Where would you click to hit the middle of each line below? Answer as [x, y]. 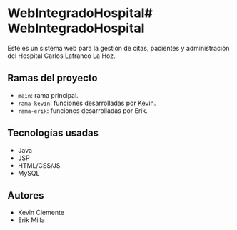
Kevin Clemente [41, 213]
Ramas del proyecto [52, 78]
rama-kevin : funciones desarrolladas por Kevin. [87, 103]
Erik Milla [31, 220]
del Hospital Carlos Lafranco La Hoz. [61, 56]
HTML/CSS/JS [39, 165]
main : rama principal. [48, 95]
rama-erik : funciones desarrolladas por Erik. [82, 110]
